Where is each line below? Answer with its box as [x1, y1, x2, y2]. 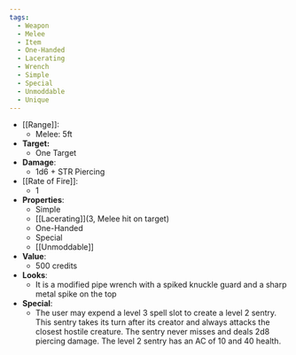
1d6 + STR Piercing [35, 166, 105, 177]
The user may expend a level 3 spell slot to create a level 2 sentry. [35, 307, 277, 319]
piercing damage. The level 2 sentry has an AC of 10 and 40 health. [35, 336, 282, 346]
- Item [17, 37, 42, 47]
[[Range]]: [21, 120, 60, 130]
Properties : [21, 195, 65, 205]
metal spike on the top [35, 289, 117, 299]
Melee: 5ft [35, 129, 73, 140]
